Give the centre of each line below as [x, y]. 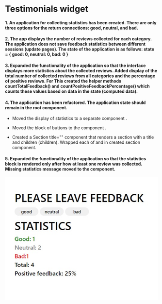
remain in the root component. [36, 107]
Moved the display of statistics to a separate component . [69, 118]
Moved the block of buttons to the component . [59, 128]
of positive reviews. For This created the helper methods [63, 81]
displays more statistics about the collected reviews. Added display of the [81, 70]
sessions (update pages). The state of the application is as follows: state [80, 49]
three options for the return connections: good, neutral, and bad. [72, 28]
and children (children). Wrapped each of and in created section [76, 142]
